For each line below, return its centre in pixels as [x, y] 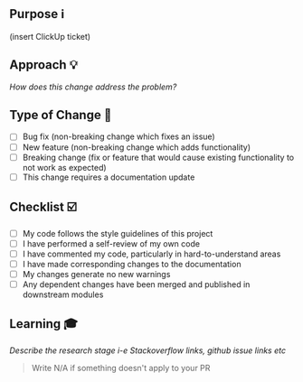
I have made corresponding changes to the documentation [132, 264]
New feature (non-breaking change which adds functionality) [137, 147]
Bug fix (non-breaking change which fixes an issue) [118, 136]
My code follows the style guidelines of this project [118, 233]
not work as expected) [64, 167]
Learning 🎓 [44, 324]
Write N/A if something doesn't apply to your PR [121, 368]
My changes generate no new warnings [96, 274]
